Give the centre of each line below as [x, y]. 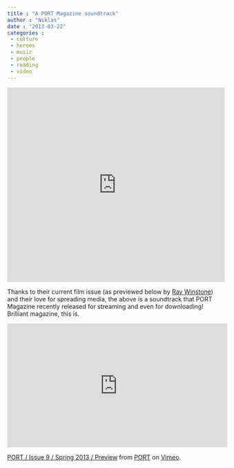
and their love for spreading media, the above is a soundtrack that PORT [110, 299]
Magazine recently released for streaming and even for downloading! [105, 306]
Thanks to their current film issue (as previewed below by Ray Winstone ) [110, 292]
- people [23, 59]
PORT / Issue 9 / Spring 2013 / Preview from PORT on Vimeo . [94, 457]
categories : [26, 33]
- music [21, 53]
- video [21, 71]
